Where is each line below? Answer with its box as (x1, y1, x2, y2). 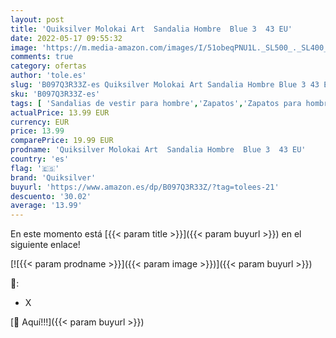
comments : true (10, 52, 74, 62)
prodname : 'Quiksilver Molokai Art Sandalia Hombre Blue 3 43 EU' (10, 145, 307, 155)
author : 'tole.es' (10, 71, 87, 81)
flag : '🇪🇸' (10, 163, 60, 173)
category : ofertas (10, 61, 87, 71)
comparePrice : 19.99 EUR (10, 136, 114, 146)
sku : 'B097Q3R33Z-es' (10, 89, 101, 99)
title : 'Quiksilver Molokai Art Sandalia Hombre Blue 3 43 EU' (10, 24, 293, 34)
